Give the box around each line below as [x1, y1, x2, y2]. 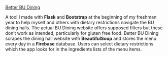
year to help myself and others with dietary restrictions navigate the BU [5, 20, 154, 25]
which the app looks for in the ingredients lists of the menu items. [5, 46, 142, 52]
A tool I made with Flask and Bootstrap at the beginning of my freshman [5, 14, 157, 20]
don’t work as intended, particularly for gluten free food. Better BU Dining [5, 30, 159, 36]
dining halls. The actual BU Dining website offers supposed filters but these [5, 25, 163, 31]
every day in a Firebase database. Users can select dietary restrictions [5, 41, 154, 47]
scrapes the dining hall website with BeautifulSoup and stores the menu [5, 35, 156, 41]
